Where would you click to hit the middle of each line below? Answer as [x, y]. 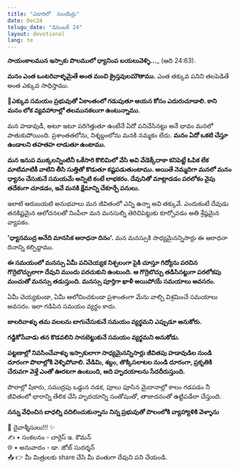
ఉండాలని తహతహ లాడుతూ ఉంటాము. [57, 145]
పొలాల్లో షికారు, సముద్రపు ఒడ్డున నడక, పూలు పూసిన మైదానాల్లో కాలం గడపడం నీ [109, 387]
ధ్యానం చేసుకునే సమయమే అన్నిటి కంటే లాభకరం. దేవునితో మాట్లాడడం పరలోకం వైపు [111, 179]
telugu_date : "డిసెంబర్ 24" [45, 27]
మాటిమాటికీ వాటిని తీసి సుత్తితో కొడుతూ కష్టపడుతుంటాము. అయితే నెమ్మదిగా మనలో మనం [119, 169]
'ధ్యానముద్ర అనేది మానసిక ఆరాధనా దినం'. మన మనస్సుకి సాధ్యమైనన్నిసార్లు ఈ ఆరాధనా [117, 238]
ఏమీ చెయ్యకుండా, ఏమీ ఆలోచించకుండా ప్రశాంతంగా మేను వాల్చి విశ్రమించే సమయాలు [113, 297]
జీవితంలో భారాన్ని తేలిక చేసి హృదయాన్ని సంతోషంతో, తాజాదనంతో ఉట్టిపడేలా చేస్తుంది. [115, 397]
